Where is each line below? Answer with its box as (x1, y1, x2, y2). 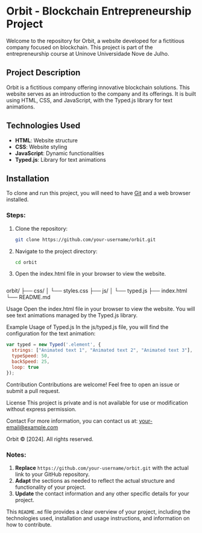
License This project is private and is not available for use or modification (6, 399, 188, 406)
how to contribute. (6, 521, 52, 528)
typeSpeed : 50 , (11, 353, 50, 359)
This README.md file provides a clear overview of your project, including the (6, 508, 191, 515)
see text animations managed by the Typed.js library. (6, 312, 137, 319)
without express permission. (6, 405, 77, 412)
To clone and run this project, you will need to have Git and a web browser (6, 190, 191, 197)
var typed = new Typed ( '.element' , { (6, 342, 101, 348)
